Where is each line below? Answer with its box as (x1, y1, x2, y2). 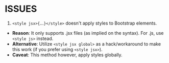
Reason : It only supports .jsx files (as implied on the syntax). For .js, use (12, 30, 164, 36)
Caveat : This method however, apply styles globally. (12, 52, 123, 58)
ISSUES (5, 3, 37, 15)
